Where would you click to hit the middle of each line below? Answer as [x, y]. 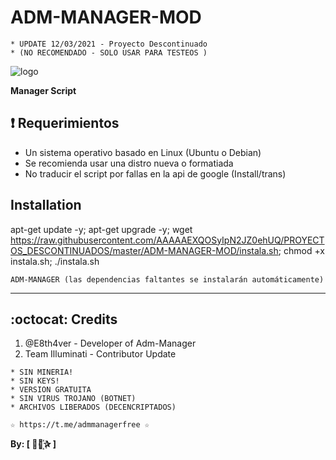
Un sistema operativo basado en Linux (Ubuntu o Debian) [143, 152]
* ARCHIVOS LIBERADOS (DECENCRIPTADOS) [93, 407]
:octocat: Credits [64, 319]
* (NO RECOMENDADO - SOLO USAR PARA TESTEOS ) [109, 52]
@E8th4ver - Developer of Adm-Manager [110, 343]
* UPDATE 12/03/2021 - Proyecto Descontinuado [109, 44]
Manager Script [43, 90]
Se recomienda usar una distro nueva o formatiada [129, 163]
